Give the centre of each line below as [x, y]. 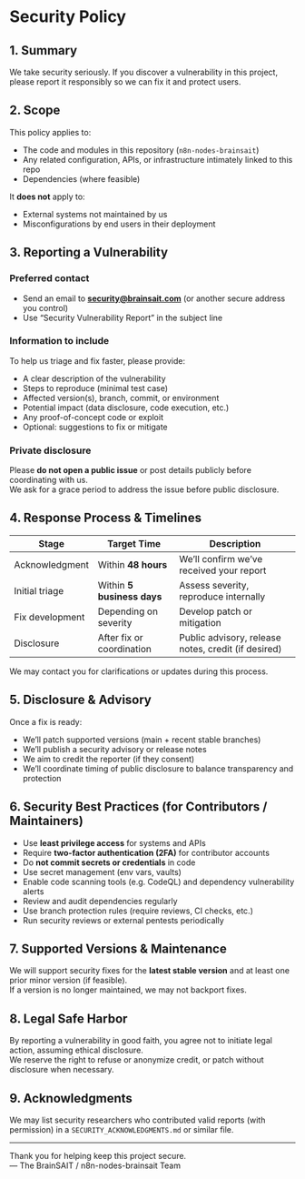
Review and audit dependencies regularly [100, 901]
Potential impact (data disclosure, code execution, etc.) [126, 408]
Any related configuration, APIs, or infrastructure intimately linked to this [157, 159]
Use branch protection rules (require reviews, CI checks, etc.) [138, 911]
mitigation [200, 622]
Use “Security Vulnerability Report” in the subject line [123, 317]
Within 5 [115, 585]
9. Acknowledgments [71, 1098]
